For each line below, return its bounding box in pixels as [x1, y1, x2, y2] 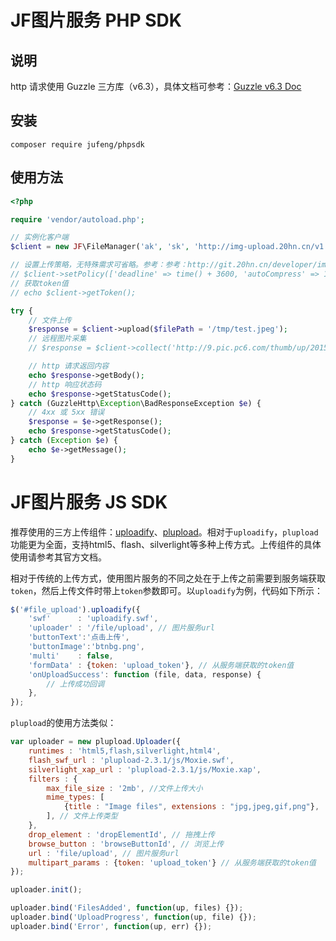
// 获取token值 [10, 278, 69, 288]
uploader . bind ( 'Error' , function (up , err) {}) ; [10, 921, 213, 931]
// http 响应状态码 [28, 379, 102, 390]
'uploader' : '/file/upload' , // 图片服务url [28, 623, 215, 633]
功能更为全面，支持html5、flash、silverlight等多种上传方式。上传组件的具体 [10, 538, 322, 550]
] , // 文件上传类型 [46, 811, 118, 821]
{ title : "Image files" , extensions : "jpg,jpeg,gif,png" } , [63, 802, 320, 812]
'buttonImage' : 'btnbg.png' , [28, 642, 145, 652]
